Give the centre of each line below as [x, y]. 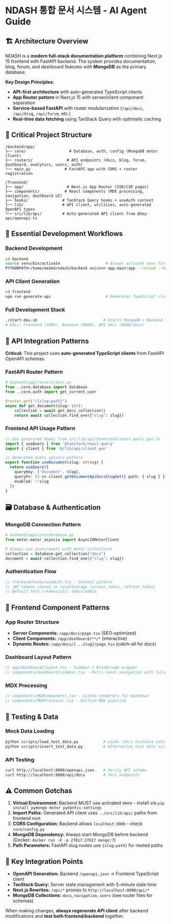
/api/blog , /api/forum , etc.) [42, 113]
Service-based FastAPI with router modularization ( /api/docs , [78, 108]
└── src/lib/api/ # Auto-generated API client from [70, 214]
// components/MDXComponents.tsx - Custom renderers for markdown [77, 696]
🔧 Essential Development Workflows [64, 234]
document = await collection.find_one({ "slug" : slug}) [65, 558]
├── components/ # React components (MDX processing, [75, 191]
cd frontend [18, 292]
